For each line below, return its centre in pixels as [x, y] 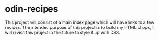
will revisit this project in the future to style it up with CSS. [63, 32]
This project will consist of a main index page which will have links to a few [80, 22]
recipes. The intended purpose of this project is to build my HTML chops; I [79, 27]
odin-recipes [32, 9]
